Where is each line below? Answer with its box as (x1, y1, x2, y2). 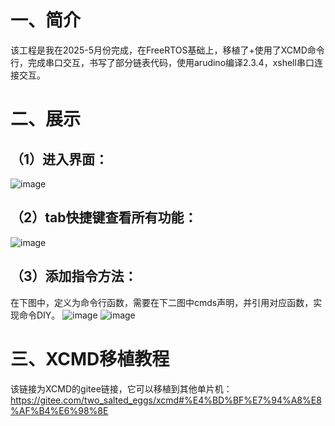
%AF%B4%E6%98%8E (10, 404, 109, 416)
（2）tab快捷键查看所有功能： (10, 209, 198, 226)
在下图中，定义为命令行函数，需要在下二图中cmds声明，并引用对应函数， (10, 296, 314, 308)
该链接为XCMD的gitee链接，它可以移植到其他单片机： (10, 382, 233, 395)
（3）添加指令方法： (10, 268, 138, 285)
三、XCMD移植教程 (10, 347, 170, 370)
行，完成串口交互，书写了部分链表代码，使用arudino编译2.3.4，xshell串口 (10, 56, 315, 68)
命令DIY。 (18, 309, 61, 321)
